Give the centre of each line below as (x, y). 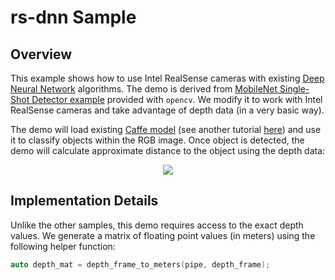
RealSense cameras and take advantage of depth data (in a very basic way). (167, 110)
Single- (294, 89)
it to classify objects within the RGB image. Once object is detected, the (157, 140)
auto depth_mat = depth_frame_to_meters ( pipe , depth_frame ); (140, 264)
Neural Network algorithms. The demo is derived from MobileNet (144, 89)
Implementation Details (84, 201)
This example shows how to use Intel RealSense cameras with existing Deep (167, 78)
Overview (41, 54)
